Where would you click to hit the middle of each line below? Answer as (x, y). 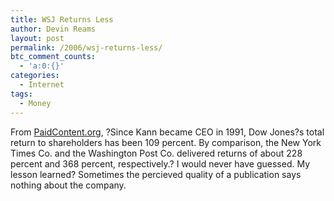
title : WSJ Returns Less (62, 19)
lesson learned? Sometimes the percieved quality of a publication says (156, 174)
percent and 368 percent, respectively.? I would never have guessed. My (160, 163)
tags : (21, 94)
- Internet (42, 85)
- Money (35, 103)
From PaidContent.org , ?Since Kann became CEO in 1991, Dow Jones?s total (167, 132)
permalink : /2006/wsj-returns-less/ (86, 47)
